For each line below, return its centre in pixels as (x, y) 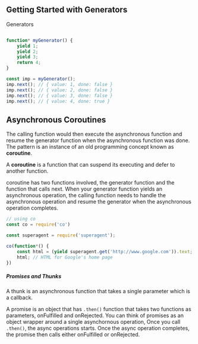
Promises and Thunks (34, 276)
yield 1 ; (28, 46)
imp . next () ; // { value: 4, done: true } (58, 101)
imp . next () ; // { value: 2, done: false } (59, 90)
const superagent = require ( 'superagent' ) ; (61, 235)
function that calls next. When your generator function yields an (84, 189)
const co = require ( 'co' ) (38, 225)
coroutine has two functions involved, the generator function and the (90, 183)
